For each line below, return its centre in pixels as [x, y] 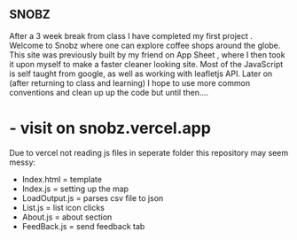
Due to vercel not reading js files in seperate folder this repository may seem [149, 152]
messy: [23, 162]
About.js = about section [67, 217]
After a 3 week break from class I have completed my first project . [131, 35]
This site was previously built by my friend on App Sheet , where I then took [147, 54]
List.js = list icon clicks [63, 207]
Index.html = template [62, 179]
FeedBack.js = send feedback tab [83, 226]
